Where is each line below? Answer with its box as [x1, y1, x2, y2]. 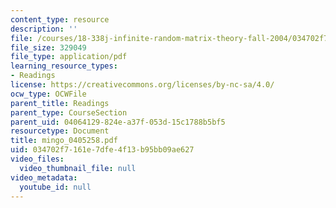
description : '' [10, 24, 78, 34]
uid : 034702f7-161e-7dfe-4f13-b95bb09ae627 [10, 145, 195, 155]
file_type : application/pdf [10, 52, 128, 62]
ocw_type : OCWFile [10, 89, 87, 99]
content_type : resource [10, 14, 110, 25]
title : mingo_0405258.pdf [10, 136, 118, 146]
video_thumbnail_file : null [19, 163, 137, 173]
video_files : [10, 154, 65, 164]
